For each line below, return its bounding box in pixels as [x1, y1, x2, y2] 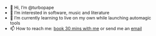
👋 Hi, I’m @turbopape [9, 5, 54, 10]
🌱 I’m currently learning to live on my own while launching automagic [9, 15, 152, 20]
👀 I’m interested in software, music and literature [9, 10, 110, 16]
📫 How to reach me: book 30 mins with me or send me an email [9, 26, 142, 31]
